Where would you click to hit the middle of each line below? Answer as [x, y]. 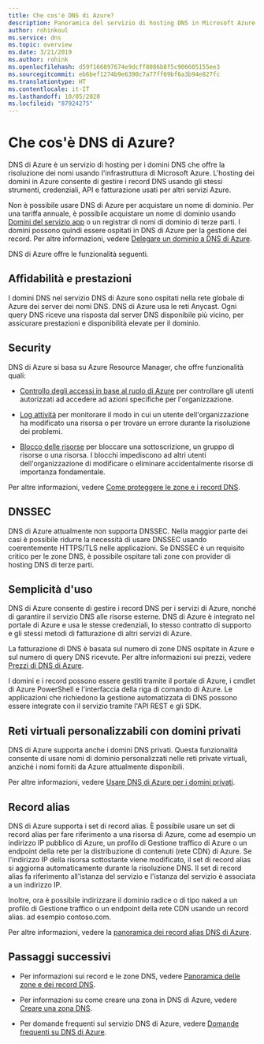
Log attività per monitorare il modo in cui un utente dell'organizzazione [134, 414]
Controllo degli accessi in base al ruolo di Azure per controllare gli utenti [137, 390]
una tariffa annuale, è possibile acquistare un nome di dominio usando [122, 213]
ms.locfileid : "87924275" [50, 104]
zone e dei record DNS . [58, 984]
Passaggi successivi [60, 957]
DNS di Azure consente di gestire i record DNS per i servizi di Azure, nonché [132, 609]
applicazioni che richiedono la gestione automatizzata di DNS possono [123, 698]
